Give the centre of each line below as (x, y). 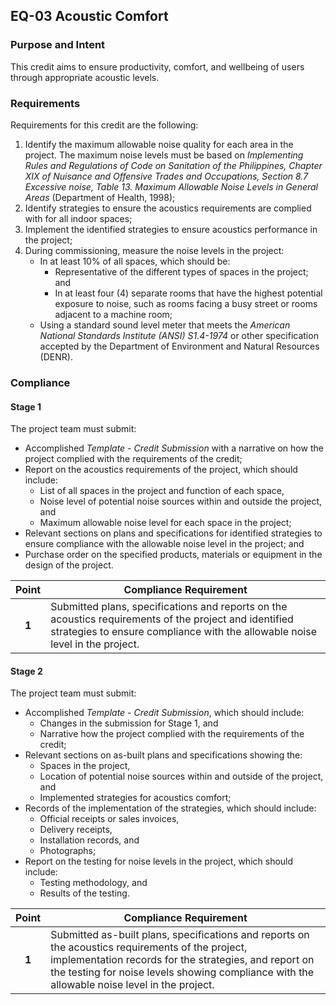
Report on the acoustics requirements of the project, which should (161, 470)
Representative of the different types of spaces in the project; (181, 271)
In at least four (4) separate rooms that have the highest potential (188, 293)
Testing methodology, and (93, 883)
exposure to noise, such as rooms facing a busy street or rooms (186, 303)
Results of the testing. (84, 893)
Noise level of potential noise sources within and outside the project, (181, 501)
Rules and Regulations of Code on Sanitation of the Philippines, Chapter (173, 165)
